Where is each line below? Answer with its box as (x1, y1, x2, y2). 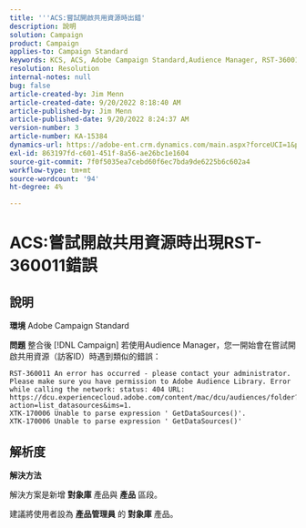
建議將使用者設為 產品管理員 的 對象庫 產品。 (9, 508, 178, 519)
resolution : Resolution (9, 65, 100, 74)
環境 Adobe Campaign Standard (9, 320, 130, 331)
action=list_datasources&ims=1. (9, 401, 132, 411)
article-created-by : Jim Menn (9, 89, 125, 98)
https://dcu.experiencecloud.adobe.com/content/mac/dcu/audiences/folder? (9, 393, 300, 402)
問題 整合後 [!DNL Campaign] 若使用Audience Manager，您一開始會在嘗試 (9, 340, 289, 350)
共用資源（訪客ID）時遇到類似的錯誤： (16, 351, 161, 362)
